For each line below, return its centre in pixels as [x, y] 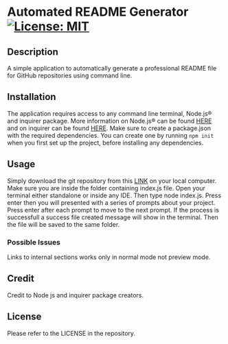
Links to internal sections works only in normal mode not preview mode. [109, 257]
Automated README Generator [98, 12]
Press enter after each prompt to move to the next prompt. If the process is [113, 210]
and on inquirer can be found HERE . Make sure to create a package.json [109, 128]
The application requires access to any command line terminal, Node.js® [110, 113]
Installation [32, 97]
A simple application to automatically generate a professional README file [112, 68]
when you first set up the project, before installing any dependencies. [105, 143]
